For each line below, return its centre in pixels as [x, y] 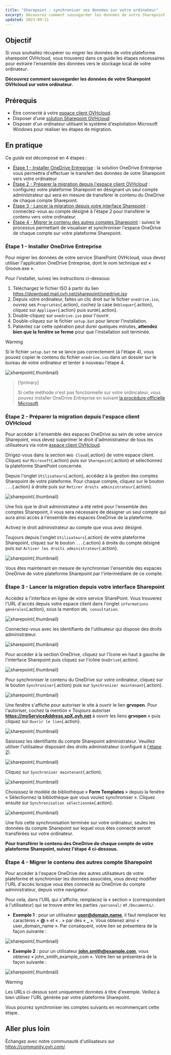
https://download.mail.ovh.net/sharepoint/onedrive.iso [70, 294]
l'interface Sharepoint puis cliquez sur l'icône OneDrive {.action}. [72, 660]
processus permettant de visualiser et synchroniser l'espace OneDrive [87, 227]
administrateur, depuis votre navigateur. [47, 890]
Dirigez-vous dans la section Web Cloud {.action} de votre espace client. [80, 455]
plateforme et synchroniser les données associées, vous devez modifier [81, 879]
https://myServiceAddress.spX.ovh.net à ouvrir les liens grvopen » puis [83, 715]
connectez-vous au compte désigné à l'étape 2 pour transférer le [81, 211]
